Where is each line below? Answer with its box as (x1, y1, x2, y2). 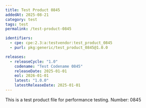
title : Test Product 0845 (5, 7, 60, 13)
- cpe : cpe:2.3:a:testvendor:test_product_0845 (10, 40, 113, 46)
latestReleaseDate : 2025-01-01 (14, 83, 81, 88)
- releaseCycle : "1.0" (10, 59, 58, 64)
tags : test (5, 21, 28, 27)
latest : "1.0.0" (14, 78, 49, 83)
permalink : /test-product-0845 (5, 26, 72, 32)
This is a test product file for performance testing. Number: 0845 (5, 96, 141, 102)
